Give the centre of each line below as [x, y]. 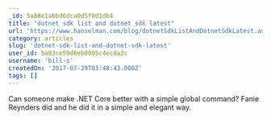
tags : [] [23, 76]
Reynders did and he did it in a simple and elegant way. [100, 107]
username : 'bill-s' [41, 61]
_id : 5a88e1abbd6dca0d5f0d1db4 [61, 16]
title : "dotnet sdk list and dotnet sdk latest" [92, 23]
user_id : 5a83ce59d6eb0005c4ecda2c [68, 53]
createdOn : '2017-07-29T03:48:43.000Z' [75, 68]
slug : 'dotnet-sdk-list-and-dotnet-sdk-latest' [90, 46]
